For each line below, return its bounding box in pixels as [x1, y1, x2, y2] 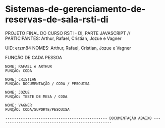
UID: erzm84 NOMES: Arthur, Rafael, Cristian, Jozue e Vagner [5, 45, 131, 51]
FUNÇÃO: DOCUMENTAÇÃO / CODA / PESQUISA [5, 81, 90, 86]
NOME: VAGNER [5, 102, 32, 108]
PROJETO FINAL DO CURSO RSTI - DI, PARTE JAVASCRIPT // [5, 30, 131, 36]
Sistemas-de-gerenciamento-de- [5, 3, 146, 15]
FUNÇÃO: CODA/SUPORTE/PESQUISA [5, 107, 70, 112]
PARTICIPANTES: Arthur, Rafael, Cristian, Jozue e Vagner [5, 35, 122, 41]
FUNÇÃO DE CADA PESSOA [5, 54, 62, 60]
